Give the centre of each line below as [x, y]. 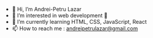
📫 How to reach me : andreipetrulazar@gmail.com [75, 28]
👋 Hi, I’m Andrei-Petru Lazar [47, 9]
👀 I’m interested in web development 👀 [60, 15]
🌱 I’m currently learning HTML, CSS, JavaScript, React [79, 22]
